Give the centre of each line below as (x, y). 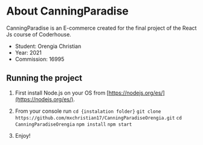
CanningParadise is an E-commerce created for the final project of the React (101, 28)
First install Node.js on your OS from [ (62, 93)
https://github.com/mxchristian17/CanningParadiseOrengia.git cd (98, 118)
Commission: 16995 (40, 59)
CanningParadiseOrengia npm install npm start (73, 124)
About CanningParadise (67, 11)
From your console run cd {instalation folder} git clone (88, 111)
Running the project (44, 78)
